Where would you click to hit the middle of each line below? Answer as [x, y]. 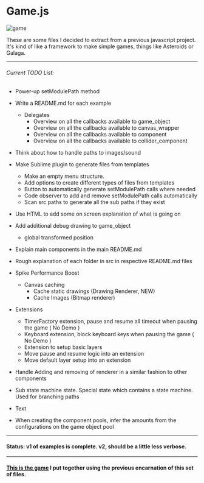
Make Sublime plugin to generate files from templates [82, 164]
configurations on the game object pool [64, 427]
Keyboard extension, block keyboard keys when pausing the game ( [109, 334]
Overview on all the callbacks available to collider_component [110, 141]
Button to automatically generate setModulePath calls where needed [110, 189]
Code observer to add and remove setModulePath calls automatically [110, 196]
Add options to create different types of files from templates [99, 183]
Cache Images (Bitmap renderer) [74, 298]
